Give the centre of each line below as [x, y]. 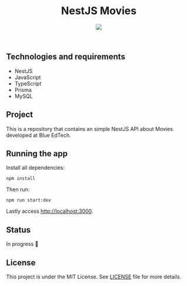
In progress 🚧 [22, 244]
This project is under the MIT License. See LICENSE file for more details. [94, 277]
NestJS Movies [99, 11]
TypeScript [28, 83]
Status [19, 230]
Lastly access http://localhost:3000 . [50, 211]
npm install [21, 179]
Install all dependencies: [35, 168]
